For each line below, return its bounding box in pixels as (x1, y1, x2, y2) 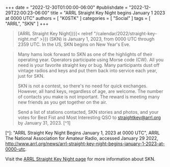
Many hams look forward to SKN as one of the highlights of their (17, 51, 153, 57)
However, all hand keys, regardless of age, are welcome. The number (17, 88, 163, 94)
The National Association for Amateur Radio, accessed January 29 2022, (5, 135, 159, 141)
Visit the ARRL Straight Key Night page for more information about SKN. (5, 156, 156, 162)
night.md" (17, 36, 39, 42)
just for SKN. (17, 73, 45, 79)
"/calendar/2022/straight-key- (94, 31, 157, 36)
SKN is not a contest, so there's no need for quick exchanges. (17, 83, 148, 89)
